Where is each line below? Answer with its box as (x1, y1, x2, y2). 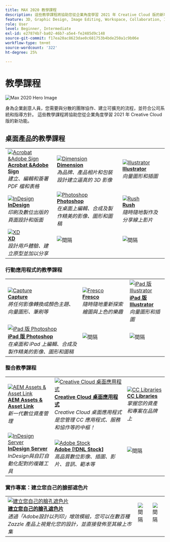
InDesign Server (8, 445, 48, 452)
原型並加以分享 (13, 250, 49, 257)
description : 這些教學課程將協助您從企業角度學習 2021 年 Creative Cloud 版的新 (5, 12, 164, 17)
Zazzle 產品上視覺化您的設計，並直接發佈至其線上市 (8, 521, 132, 528)
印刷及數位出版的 (8, 209, 49, 216)
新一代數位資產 (8, 410, 44, 417)
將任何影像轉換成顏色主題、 (8, 300, 74, 307)
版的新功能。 (5, 118, 32, 124)
